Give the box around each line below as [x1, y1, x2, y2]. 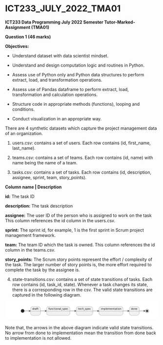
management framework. [5, 232, 56, 238]
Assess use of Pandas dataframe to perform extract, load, [12, 86, 129, 92]
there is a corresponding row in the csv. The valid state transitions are [12, 287, 153, 293]
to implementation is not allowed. [5, 335, 72, 341]
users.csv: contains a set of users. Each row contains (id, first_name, [12, 140, 151, 146]
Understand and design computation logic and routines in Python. [12, 62, 145, 68]
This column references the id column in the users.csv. [5, 217, 116, 223]
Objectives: [5, 43, 29, 49]
